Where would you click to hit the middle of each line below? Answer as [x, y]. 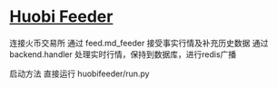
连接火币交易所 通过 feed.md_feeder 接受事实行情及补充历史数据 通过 [139, 43]
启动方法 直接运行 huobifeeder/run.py [79, 73]
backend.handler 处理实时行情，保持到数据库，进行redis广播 [123, 54]
